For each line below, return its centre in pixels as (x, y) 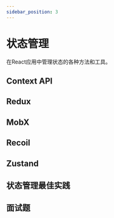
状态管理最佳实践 (38, 185)
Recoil (18, 143)
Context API (29, 81)
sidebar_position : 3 (32, 12)
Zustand (23, 163)
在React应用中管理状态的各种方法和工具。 (59, 62)
